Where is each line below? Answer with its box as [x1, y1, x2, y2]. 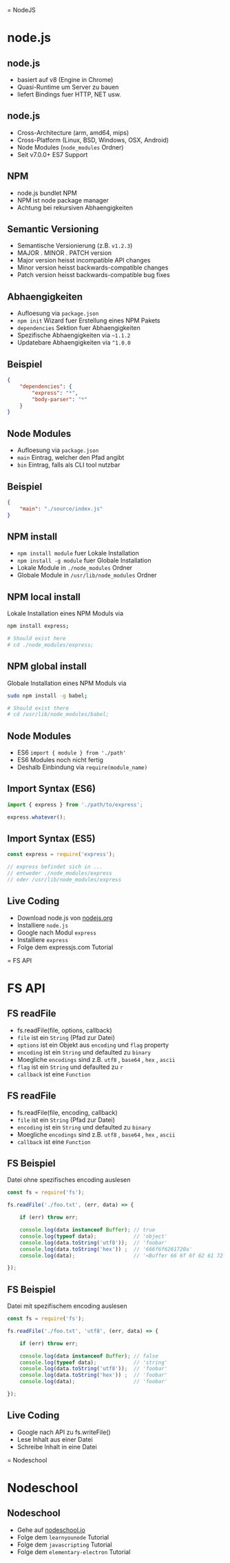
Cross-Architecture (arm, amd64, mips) [17, 128, 129, 136]
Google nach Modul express [17, 928, 96, 937]
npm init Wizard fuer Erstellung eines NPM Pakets [17, 316, 160, 325]
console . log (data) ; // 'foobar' [19, 1378, 168, 1385]
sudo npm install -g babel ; [7, 692, 88, 699]
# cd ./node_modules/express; [7, 641, 94, 648]
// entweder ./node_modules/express [7, 870, 112, 877]
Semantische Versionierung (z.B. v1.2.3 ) [17, 241, 133, 250]
